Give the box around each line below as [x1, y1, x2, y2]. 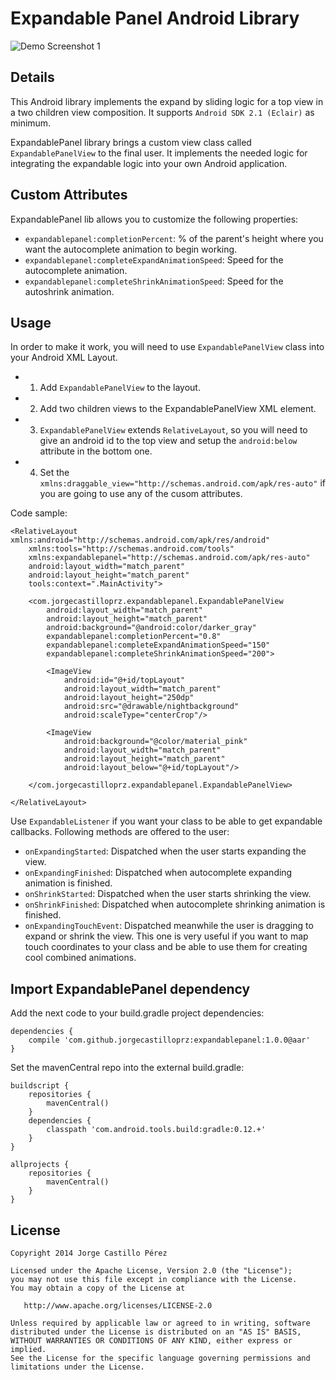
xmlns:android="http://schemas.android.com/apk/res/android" [10, 535, 271, 546]
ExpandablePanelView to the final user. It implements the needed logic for [10, 147, 308, 159]
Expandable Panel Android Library [10, 7, 300, 30]
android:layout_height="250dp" [63, 693, 195, 703]
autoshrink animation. [24, 285, 115, 297]
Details [10, 69, 55, 86]
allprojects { [10, 1160, 70, 1170]
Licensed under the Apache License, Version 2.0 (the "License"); [10, 1266, 293, 1276]
